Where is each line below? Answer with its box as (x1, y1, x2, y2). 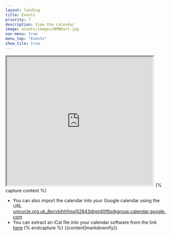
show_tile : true (5, 41, 40, 46)
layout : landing (5, 7, 40, 13)
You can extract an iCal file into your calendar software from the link (12, 219, 157, 225)
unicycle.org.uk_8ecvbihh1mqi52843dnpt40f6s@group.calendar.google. (12, 208, 166, 214)
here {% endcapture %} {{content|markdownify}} (12, 224, 118, 231)
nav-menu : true (5, 31, 38, 36)
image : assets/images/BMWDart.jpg (5, 27, 80, 32)
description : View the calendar (5, 22, 74, 27)
